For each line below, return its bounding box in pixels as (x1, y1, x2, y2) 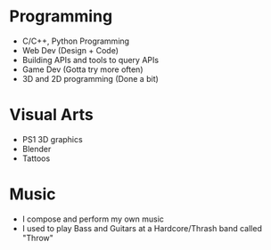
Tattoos (21, 153, 51, 164)
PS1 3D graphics (21, 133, 83, 144)
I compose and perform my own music (21, 214, 165, 224)
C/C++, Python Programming (21, 36, 130, 46)
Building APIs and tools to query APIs (21, 54, 159, 65)
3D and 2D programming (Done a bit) (21, 73, 159, 84)
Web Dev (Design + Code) (21, 44, 119, 55)
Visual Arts (9, 105, 94, 125)
